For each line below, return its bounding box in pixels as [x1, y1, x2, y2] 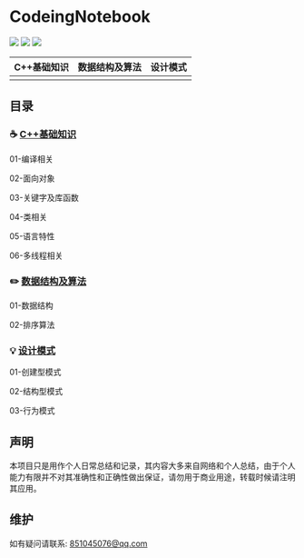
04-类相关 [9, 211, 48, 222]
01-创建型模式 [9, 366, 62, 378]
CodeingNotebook [9, 6, 152, 27]
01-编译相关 [9, 153, 54, 164]
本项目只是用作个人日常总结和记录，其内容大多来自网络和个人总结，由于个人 [9, 461, 296, 472]
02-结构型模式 [9, 386, 64, 397]
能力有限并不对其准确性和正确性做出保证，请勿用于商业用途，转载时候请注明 [9, 472, 296, 483]
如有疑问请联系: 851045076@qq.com [9, 538, 148, 549]
